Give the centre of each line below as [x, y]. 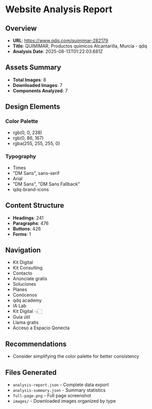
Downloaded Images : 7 [37, 85]
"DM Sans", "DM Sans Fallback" [46, 184]
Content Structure [35, 206]
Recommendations [36, 344]
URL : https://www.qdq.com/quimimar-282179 [60, 40]
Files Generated [31, 372]
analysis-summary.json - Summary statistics [59, 390]
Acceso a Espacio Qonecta [41, 328]
